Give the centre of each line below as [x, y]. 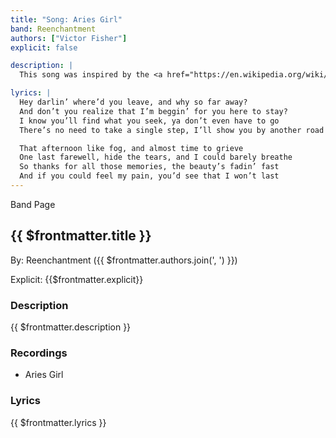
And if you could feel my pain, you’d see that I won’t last [149, 176]
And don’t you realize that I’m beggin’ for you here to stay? [153, 111]
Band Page [33, 204]
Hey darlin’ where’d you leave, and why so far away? [133, 102]
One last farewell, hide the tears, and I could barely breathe [156, 157]
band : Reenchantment [53, 29]
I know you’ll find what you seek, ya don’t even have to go [149, 121]
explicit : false [44, 47]
